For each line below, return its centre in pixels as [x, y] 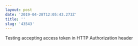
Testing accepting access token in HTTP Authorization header [69, 38]
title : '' [15, 19]
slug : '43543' [20, 24]
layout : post [19, 10]
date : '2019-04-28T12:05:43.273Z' [41, 14]
